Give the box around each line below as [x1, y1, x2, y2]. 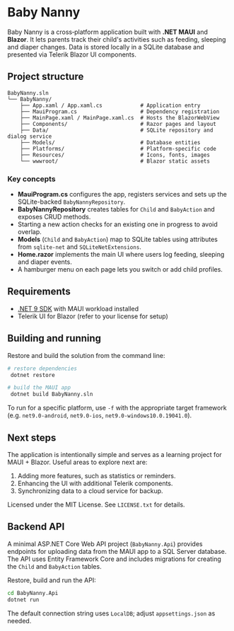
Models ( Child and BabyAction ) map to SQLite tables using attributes [17, 235, 218, 244]
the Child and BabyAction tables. [7, 562, 102, 570]
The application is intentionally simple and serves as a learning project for [7, 450, 223, 458]
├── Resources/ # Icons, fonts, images [20, 151, 211, 158]
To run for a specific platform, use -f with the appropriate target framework [7, 404, 228, 412]
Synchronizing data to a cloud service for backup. [17, 486, 164, 495]
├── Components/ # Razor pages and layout [20, 120, 217, 127]
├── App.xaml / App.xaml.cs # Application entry [20, 102, 201, 109]
